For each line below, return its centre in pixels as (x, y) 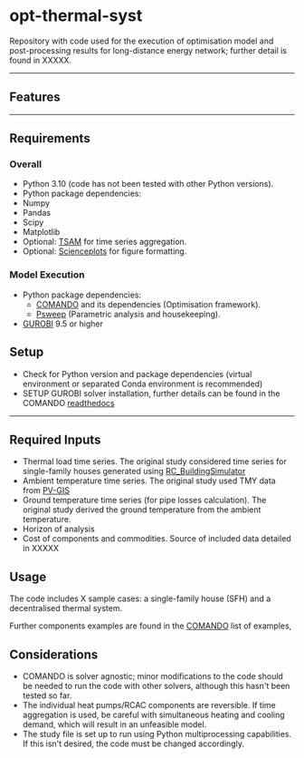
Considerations (54, 654)
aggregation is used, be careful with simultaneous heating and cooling (153, 714)
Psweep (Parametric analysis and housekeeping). (128, 314)
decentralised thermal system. (66, 608)
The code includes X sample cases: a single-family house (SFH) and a (140, 598)
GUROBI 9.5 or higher (63, 324)
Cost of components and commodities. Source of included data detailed (157, 539)
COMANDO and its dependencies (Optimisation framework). (148, 304)
